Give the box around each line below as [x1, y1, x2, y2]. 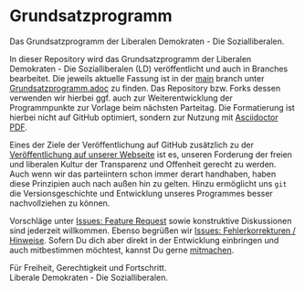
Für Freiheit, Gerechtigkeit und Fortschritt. [9, 262, 167, 273]
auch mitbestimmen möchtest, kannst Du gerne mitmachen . [9, 244, 235, 255]
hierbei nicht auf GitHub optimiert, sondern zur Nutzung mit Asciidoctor [9, 112, 279, 123]
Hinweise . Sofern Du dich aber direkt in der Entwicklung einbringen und [9, 234, 279, 245]
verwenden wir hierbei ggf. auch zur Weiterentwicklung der [9, 92, 233, 103]
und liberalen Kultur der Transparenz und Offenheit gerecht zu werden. [9, 158, 277, 169]
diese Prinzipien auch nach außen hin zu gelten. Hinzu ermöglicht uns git [9, 177, 288, 188]
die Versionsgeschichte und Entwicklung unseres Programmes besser [9, 188, 274, 199]
